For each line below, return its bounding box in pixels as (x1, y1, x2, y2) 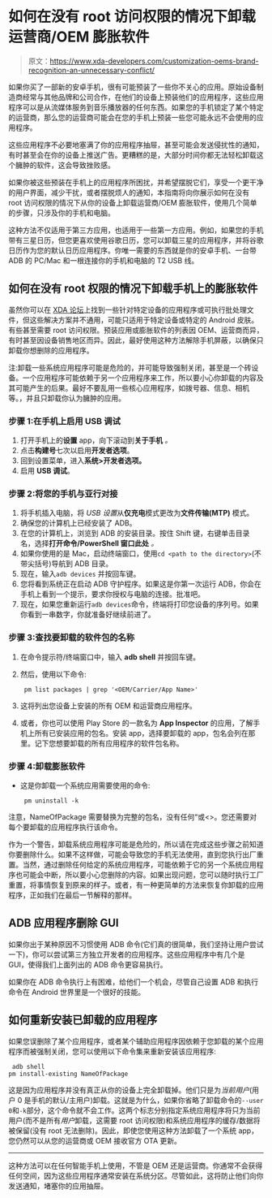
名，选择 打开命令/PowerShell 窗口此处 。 (19, 538, 159, 548)
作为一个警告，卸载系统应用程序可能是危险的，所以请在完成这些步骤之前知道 (8, 839, 264, 849)
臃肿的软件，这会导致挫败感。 (15, 160, 115, 170)
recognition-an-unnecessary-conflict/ (28, 65, 155, 75)
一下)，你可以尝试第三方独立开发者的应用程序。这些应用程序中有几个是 (8, 949, 245, 959)
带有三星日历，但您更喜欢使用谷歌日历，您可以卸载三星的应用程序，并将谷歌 (8, 235, 264, 244)
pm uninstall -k (23, 797, 79, 805)
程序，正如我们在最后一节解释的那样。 (8, 890, 136, 900)
